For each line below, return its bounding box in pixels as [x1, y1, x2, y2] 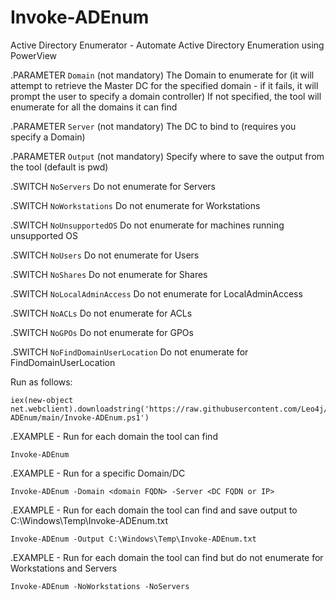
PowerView [10, 49, 58, 61]
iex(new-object [10, 395, 74, 405]
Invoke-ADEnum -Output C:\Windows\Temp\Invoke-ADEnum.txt [10, 534, 257, 544]
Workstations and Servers [10, 562, 118, 574]
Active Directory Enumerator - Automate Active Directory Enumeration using [10, 39, 325, 51]
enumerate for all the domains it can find [10, 101, 178, 113]
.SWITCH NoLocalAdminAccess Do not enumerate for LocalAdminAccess [10, 287, 303, 300]
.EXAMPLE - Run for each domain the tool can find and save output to [10, 504, 298, 516]
